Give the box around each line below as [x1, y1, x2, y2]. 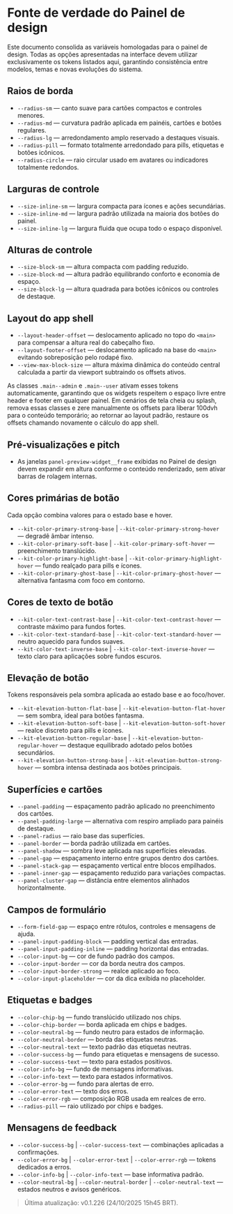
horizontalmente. [17, 883, 66, 892]
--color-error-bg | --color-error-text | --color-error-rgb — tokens [17, 1155, 216, 1164]
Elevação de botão [7, 672, 89, 684]
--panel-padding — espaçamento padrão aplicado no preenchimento [17, 802, 216, 810]
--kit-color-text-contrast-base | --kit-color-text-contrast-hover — [17, 615, 221, 623]
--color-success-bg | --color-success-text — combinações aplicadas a [17, 1140, 224, 1148]
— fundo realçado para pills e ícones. [34, 561, 143, 570]
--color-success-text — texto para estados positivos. [17, 1057, 172, 1065]
